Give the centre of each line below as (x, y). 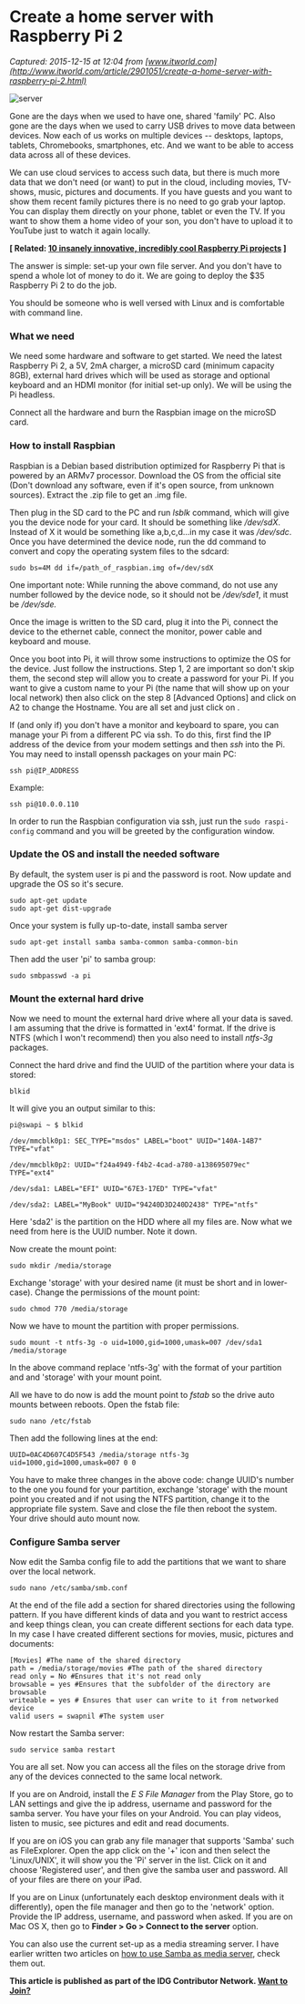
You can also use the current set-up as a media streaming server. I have (144, 1944)
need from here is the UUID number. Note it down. (103, 1231)
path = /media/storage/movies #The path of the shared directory (136, 1669)
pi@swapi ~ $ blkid (46, 1125)
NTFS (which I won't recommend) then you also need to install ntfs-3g (141, 1038)
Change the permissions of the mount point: (117, 1292)
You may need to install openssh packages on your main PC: (123, 754)
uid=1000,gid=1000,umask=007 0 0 (73, 1463)
